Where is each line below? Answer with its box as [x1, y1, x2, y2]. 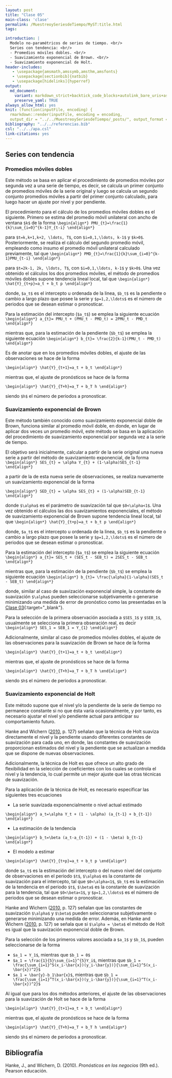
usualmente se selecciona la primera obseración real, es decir [5, 620, 137, 626]
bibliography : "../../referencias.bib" [5, 121, 91, 127]
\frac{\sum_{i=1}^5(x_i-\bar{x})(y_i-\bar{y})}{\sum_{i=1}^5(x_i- [12, 962, 158, 968]
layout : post [5, 7, 33, 13]
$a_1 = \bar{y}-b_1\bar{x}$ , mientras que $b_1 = [12, 971, 118, 978]
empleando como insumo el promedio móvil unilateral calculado [5, 245, 140, 251]
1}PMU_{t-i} [5, 256, 31, 261]
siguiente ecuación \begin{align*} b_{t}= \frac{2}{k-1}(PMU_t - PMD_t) [5, 335, 161, 341]
